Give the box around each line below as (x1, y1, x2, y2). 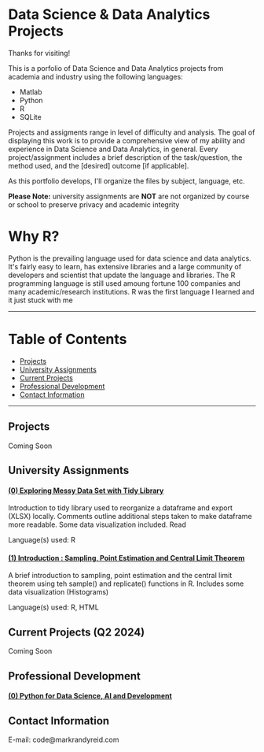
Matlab (19, 87, 42, 96)
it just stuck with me (8, 295, 73, 305)
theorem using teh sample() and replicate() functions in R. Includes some (8, 579, 244, 588)
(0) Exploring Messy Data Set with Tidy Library (8, 486, 164, 495)
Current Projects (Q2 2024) (8, 625, 145, 639)
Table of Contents (8, 331, 127, 348)
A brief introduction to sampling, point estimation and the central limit (8, 571, 233, 580)
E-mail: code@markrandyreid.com (8, 735, 119, 745)
